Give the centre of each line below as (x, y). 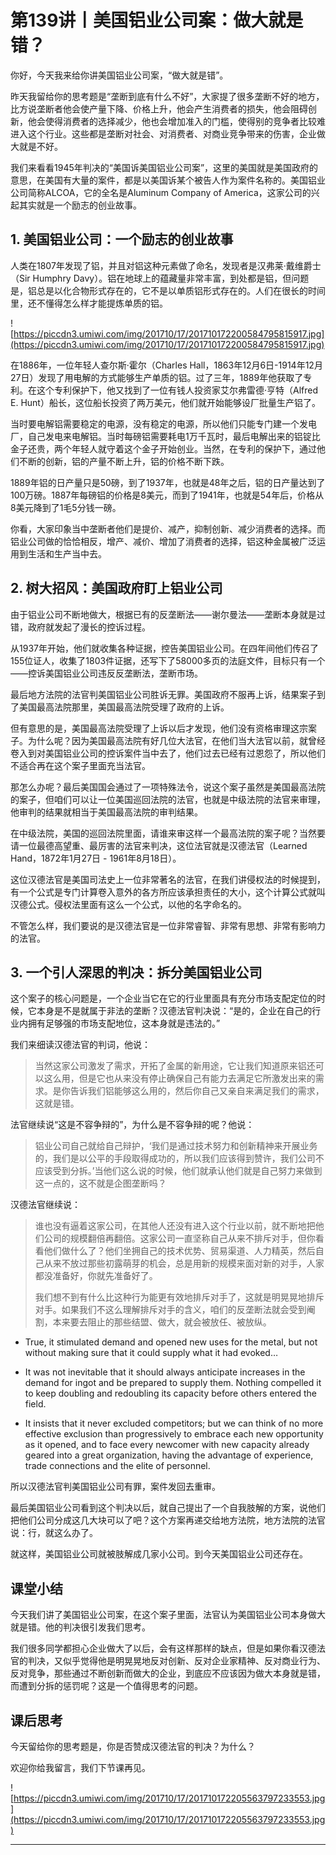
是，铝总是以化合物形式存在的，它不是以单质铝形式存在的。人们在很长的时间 (168, 290)
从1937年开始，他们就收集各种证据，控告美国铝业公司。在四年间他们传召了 (164, 648)
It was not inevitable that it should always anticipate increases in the (165, 1372)
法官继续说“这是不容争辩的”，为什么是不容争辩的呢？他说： (132, 1125)
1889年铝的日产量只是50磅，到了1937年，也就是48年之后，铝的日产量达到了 (168, 482)
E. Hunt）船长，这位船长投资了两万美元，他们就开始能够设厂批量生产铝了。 (165, 402)
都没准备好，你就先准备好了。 (96, 1276)
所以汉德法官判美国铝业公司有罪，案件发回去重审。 (115, 1487)
